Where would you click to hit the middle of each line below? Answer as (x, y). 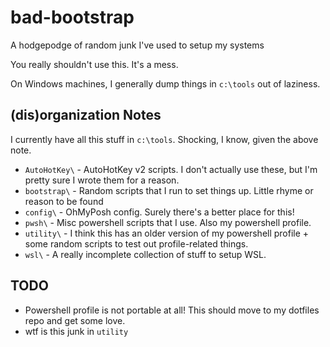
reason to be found (64, 201)
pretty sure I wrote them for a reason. (102, 180)
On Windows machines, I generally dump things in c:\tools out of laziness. (165, 83)
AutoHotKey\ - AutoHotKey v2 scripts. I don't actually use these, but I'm (171, 169)
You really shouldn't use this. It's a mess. (94, 64)
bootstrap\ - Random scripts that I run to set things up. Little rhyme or (169, 190)
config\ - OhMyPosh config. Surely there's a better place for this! (159, 212)
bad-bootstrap (72, 17)
